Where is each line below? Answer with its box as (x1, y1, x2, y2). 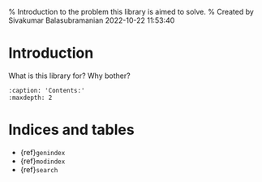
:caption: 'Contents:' (8, 86, 85, 94)
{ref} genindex (19, 147, 66, 157)
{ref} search (19, 164, 58, 174)
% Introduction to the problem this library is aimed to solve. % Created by (8, 7, 254, 16)
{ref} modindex (19, 156, 66, 166)
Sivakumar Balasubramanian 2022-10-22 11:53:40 (8, 15, 175, 25)
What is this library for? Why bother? (8, 71, 131, 80)
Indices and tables (8, 121, 135, 139)
